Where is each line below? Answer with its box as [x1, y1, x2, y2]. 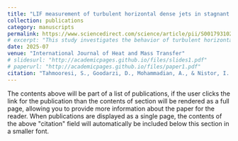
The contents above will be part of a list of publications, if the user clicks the [7, 89, 230, 98]
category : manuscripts [7, 23, 74, 30]
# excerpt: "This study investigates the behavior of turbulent [7, 37, 201, 44]
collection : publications [7, 17, 84, 24]
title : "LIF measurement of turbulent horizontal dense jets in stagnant [7, 10, 230, 18]
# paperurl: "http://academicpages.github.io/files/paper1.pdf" [7, 63, 201, 70]
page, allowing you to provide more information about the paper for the [7, 104, 215, 113]
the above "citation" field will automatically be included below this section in [7, 119, 229, 128]
